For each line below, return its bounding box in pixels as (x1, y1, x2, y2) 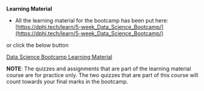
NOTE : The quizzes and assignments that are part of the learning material (6, 65, 191, 72)
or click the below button (6, 42, 69, 49)
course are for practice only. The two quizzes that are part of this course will (6, 72, 199, 78)
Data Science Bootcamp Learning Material (6, 53, 113, 60)
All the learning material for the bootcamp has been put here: (15, 17, 169, 24)
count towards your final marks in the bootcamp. (6, 78, 128, 85)
